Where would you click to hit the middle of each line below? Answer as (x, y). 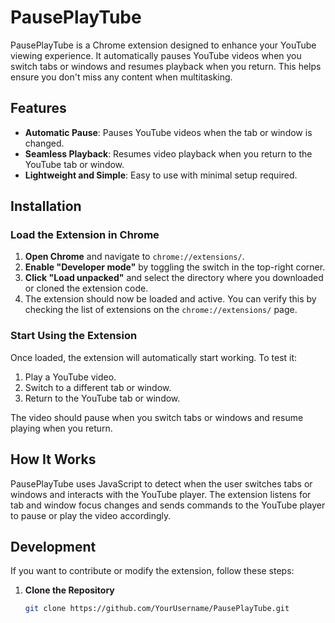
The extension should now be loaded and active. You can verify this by (170, 299)
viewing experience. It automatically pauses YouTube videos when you (156, 55)
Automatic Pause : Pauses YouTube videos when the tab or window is (168, 132)
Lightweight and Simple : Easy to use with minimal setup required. (161, 175)
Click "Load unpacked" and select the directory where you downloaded (174, 278)
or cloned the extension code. (86, 288)
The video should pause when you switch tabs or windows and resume (157, 417)
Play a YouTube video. (70, 377)
